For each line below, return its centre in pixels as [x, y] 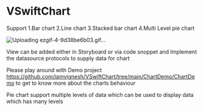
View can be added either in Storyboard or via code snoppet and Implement [101, 52]
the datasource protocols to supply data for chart [68, 58]
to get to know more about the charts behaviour [76, 83]
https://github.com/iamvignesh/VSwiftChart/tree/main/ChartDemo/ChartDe [101, 76]
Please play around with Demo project [54, 70]
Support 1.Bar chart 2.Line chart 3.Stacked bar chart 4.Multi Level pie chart [101, 28]
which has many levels [35, 101]
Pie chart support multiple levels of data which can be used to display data [100, 95]
